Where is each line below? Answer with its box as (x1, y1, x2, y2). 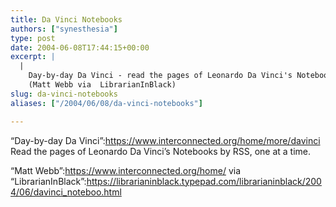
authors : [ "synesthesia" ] (10, 24, 118, 34)
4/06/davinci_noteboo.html (10, 186, 122, 198)
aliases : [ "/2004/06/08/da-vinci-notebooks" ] (10, 98, 203, 108)
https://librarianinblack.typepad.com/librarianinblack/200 (86, 175, 322, 187)
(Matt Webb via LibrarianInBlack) (28, 80, 177, 90)
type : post (10, 33, 56, 43)
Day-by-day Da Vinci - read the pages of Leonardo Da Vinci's (28, 71, 293, 81)
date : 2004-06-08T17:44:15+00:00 (10, 42, 150, 53)
